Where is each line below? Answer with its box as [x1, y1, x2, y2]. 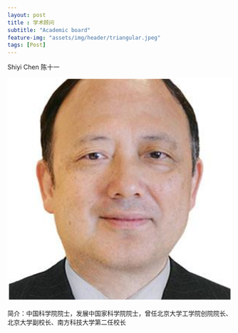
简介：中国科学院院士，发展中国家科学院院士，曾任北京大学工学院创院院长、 [7, 310, 232, 318]
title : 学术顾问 [7, 18, 55, 26]
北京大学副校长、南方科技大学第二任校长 [7, 318, 126, 327]
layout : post [7, 11, 46, 18]
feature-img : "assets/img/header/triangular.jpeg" [7, 34, 161, 41]
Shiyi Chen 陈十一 [7, 63, 60, 71]
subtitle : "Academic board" [7, 26, 91, 33]
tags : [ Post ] [7, 41, 46, 49]
